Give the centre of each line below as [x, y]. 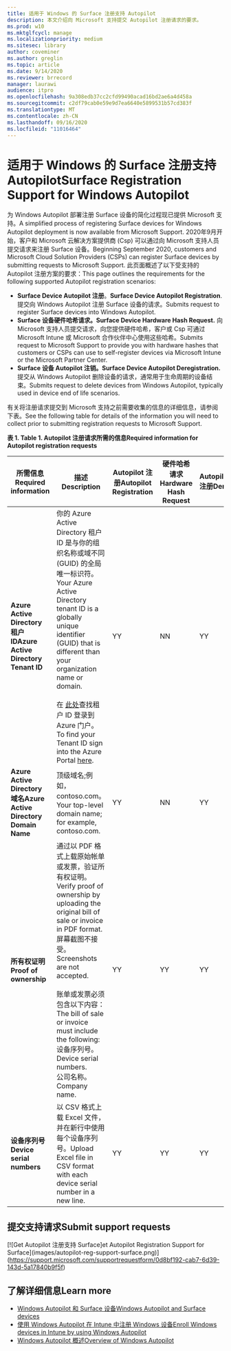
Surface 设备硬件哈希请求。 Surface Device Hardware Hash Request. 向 [120, 321]
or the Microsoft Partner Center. [62, 360]
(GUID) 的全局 [79, 564]
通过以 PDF [74, 846]
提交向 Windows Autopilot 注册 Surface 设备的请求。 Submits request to [118, 305]
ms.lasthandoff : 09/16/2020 [47, 122]
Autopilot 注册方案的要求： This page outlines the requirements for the [106, 274]
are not [68, 967]
